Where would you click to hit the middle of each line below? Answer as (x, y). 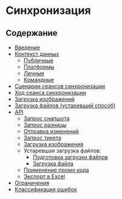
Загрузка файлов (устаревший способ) (65, 106)
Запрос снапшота (46, 118)
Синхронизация (49, 11)
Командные (39, 80)
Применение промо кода (56, 170)
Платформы (39, 67)
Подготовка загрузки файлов (70, 157)
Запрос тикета (42, 138)
